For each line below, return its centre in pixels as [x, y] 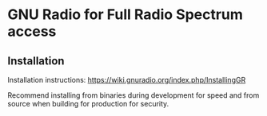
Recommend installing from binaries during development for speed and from [133, 95]
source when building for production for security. [88, 104]
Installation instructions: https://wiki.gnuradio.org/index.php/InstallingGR [127, 80]
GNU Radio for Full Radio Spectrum [125, 15]
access [32, 31]
